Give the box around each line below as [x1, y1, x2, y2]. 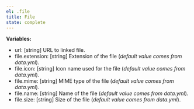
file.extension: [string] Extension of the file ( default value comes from [14, 53, 182, 60]
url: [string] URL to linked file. [14, 47, 86, 54]
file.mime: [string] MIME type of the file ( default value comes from [14, 78, 174, 85]
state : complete [6, 19, 46, 25]
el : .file [6, 8, 30, 15]
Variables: [6, 36, 32, 43]
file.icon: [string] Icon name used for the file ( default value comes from [14, 65, 186, 72]
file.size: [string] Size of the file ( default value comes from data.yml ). [14, 96, 181, 103]
